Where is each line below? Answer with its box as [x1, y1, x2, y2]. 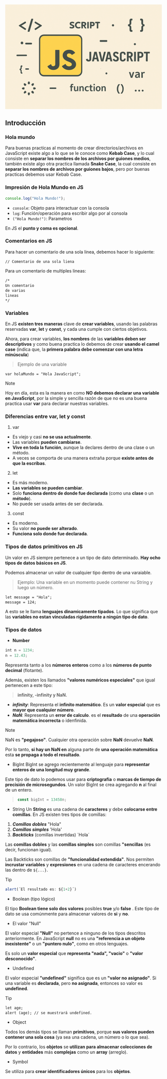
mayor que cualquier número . [12, 707, 75, 713]
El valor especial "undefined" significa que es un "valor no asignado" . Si [5, 975, 157, 981]
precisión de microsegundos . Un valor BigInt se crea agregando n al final [5, 782, 157, 788]
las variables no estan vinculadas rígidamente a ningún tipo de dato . [5, 614, 149, 620]
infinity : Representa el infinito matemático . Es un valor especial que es [12, 701, 161, 707]
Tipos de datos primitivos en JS [5, 543, 83, 550]
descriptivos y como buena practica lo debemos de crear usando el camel [5, 341, 160, 347]
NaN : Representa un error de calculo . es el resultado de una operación [12, 712, 161, 718]
